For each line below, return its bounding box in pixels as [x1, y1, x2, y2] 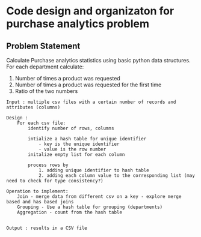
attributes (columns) [6, 104, 61, 110]
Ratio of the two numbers [14, 88, 78, 94]
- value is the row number [38, 146, 107, 152]
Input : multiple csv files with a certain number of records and [6, 99, 176, 105]
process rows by [28, 162, 69, 168]
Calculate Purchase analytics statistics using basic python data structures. [6, 57, 191, 64]
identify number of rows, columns [28, 125, 114, 131]
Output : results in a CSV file [6, 225, 87, 231]
